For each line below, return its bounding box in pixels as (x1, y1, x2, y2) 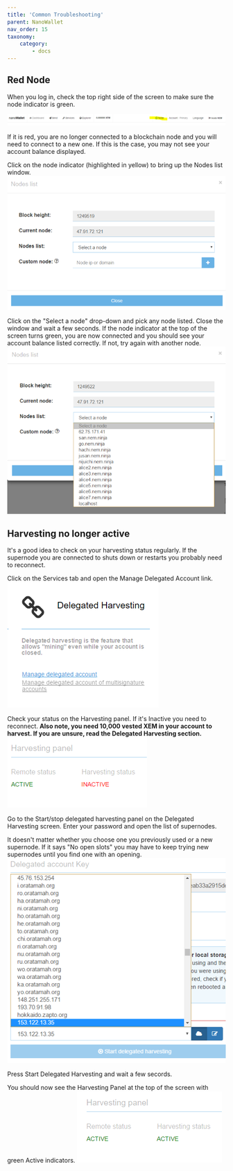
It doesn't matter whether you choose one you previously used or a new (7, 835, 213, 844)
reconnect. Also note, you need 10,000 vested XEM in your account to (7, 722, 213, 730)
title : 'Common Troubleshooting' (7, 11, 104, 18)
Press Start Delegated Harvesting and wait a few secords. (7, 1070, 173, 1078)
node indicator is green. (7, 100, 75, 108)
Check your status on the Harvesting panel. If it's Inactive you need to (7, 715, 207, 722)
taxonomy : (7, 33, 36, 40)
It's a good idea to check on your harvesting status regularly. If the (7, 546, 198, 554)
